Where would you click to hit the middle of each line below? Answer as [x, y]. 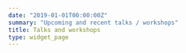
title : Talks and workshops [55, 30]
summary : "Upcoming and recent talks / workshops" [93, 23]
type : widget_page [38, 37]
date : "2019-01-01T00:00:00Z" [58, 15]
